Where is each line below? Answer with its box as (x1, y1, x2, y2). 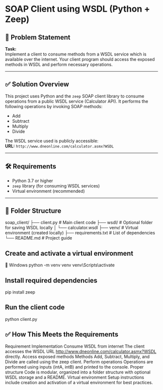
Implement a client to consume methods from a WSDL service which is (5, 51, 147, 57)
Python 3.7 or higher (12, 178, 53, 184)
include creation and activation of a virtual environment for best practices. (5, 379, 153, 385)
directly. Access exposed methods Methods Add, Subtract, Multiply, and (5, 353, 150, 359)
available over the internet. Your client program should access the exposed (5, 56, 155, 62)
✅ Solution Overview (5, 80, 69, 89)
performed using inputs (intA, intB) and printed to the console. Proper (5, 364, 144, 370)
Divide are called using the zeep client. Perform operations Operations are (5, 359, 154, 365)
